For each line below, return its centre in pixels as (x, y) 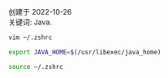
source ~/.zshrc (36, 67)
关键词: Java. (30, 22)
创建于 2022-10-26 (40, 12)
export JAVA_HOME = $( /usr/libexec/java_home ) (85, 52)
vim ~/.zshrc (30, 37)
